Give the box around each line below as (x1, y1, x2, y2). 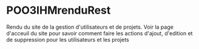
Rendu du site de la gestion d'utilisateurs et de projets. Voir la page (6, 23, 174, 30)
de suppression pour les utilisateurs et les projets (6, 36, 129, 43)
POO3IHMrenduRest (6, 4, 111, 17)
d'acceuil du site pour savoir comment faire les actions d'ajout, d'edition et (6, 29, 193, 36)
